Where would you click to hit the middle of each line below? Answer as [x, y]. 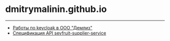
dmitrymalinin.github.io [56, 9]
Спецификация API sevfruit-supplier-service [59, 33]
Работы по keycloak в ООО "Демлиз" [52, 27]
